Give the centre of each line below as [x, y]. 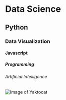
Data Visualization [28, 41]
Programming [20, 64]
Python [17, 27]
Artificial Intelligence [26, 77]
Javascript [17, 53]
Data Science [33, 9]
